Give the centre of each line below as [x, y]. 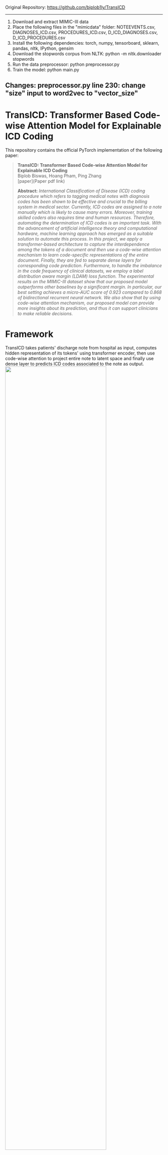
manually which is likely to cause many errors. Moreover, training [85, 212]
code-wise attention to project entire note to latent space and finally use [79, 359]
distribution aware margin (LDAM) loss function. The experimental [85, 276]
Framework [29, 334]
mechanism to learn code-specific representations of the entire [83, 255]
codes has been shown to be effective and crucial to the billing [82, 202]
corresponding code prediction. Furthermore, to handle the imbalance [90, 266]
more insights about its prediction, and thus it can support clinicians [88, 308]
